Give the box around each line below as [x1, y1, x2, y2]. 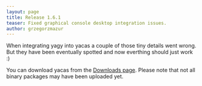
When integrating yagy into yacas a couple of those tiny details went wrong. [6, 42, 197, 49]
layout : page [6, 8, 39, 15]
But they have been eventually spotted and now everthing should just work [6, 49, 193, 56]
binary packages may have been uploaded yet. [6, 73, 124, 80]
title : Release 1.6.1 [6, 14, 61, 20]
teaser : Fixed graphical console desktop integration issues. [6, 20, 167, 26]
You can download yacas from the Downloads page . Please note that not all [6, 67, 195, 74]
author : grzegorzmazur [6, 25, 64, 32]
